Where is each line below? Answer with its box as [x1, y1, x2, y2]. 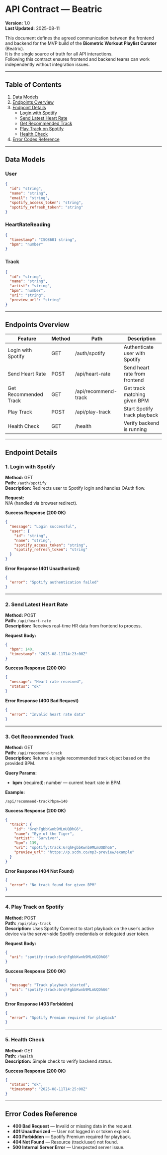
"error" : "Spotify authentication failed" [9, 579, 99, 584]
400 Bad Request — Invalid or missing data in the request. [12, 1123, 133, 1129]
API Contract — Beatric [5, 3, 102, 15]
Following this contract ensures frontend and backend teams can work [5, 56, 150, 62]
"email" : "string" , [9, 195, 50, 200]
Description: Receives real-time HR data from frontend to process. [5, 622, 142, 629]
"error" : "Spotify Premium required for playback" [9, 1015, 117, 1020]
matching [123, 391, 146, 398]
